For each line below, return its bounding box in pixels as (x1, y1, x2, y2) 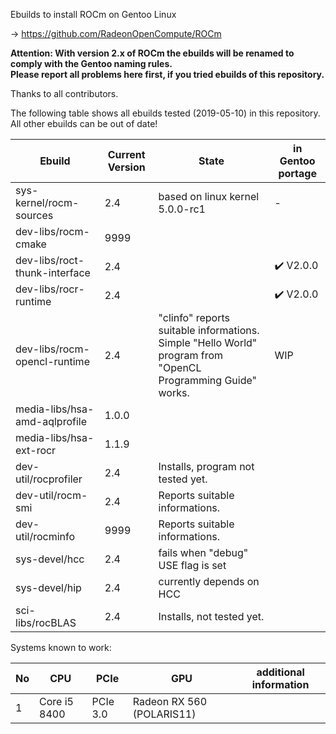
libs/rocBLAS (15, 616, 77, 629)
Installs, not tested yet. (158, 610, 265, 623)
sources (15, 209, 54, 222)
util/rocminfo (15, 530, 76, 543)
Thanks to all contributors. (10, 88, 119, 99)
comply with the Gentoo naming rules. (10, 58, 173, 69)
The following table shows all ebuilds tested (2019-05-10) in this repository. (10, 107, 321, 119)
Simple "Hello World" (158, 336, 258, 349)
